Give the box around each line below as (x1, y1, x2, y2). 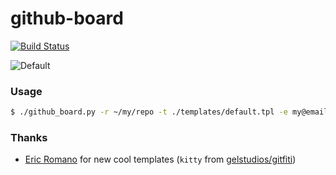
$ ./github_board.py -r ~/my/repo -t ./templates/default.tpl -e (10, 107, 288, 117)
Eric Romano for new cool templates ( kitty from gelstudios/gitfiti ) (24, 153, 297, 166)
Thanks (10, 131, 48, 145)
